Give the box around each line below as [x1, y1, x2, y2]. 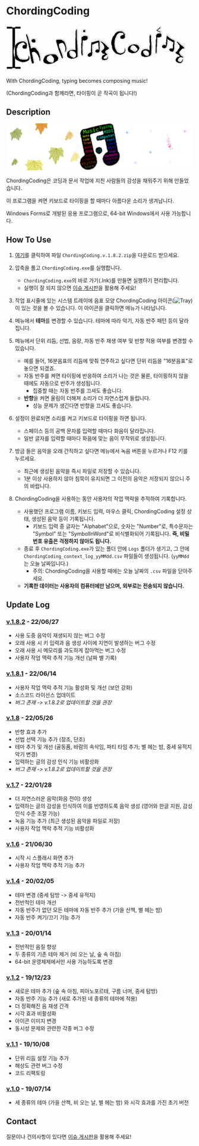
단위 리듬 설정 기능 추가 [14, 1054, 70, 1061]
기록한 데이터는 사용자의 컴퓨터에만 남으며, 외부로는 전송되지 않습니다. [23, 582, 185, 589]
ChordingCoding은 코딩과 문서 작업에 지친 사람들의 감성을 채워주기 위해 [6, 177, 173, 184]
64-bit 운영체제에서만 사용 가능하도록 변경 [14, 958, 113, 965]
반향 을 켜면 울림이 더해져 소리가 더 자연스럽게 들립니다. [23, 395, 151, 402]
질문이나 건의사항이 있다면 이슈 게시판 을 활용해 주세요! [6, 1133, 132, 1140]
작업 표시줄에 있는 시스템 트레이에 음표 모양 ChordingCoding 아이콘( [14, 297, 174, 304]
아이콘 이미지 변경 [14, 1017, 56, 1024]
